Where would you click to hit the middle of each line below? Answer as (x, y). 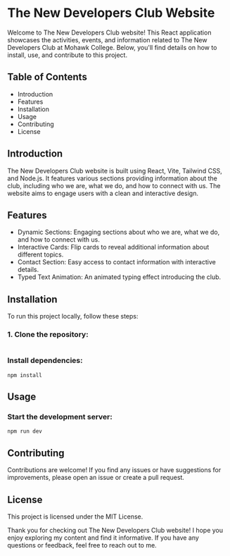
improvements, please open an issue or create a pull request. (96, 478)
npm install (25, 375)
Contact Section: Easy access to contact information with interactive (116, 262)
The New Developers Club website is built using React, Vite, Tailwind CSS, (115, 171)
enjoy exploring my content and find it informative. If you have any (103, 538)
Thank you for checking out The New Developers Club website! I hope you (115, 531)
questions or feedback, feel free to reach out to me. (82, 545)
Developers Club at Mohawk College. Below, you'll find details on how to (112, 47)
